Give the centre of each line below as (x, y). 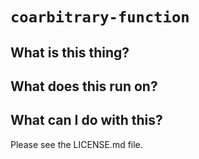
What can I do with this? (86, 120)
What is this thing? (70, 52)
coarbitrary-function (100, 17)
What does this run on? (84, 86)
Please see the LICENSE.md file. (76, 144)
